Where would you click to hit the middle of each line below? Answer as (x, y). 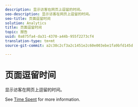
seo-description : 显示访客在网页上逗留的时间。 (49, 14)
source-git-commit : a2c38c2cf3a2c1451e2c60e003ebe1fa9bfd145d (69, 46)
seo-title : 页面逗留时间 (28, 18)
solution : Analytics (26, 23)
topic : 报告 (16, 32)
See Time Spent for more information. (43, 99)
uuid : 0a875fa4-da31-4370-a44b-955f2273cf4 (50, 37)
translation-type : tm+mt (30, 41)
